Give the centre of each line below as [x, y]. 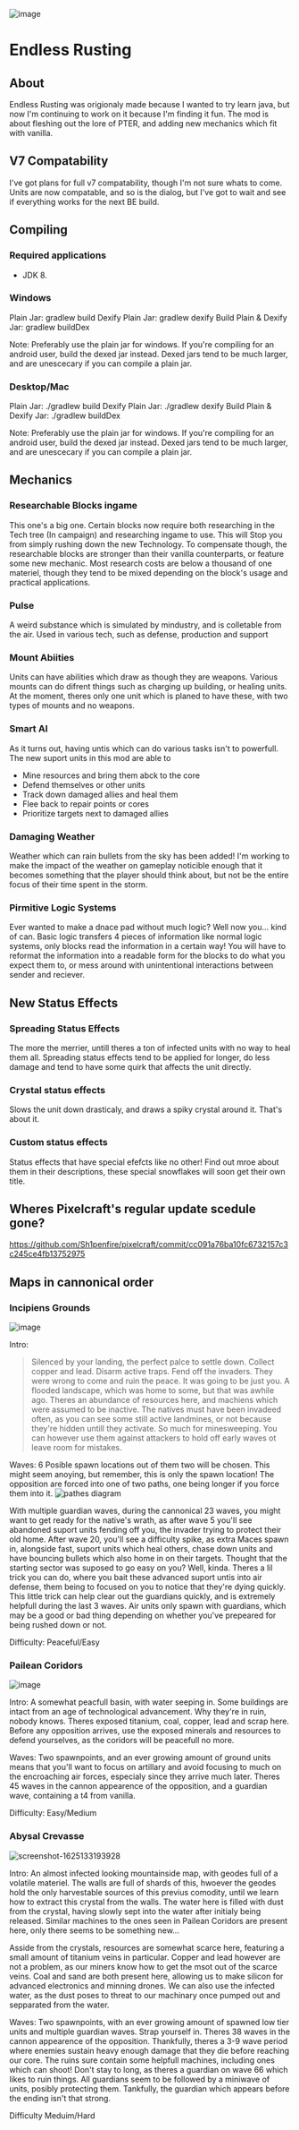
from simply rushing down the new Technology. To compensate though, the [148, 544]
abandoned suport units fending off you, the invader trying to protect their [145, 1530]
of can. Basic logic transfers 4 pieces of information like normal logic [136, 937]
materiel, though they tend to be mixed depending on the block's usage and [149, 572]
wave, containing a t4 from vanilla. [72, 1796]
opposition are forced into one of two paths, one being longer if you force [144, 1484]
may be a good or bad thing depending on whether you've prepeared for [143, 1615]
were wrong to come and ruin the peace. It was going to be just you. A [160, 1381]
